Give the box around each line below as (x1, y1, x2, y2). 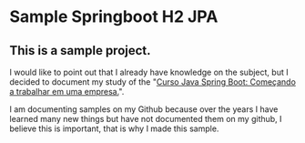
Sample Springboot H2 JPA (9, 6, 219, 27)
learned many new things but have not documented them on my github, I (9, 114, 282, 124)
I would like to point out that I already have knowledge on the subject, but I (9, 66, 289, 77)
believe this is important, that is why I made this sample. (9, 123, 219, 134)
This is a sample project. (9, 43, 152, 58)
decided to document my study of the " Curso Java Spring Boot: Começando (9, 77, 296, 87)
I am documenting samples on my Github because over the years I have (9, 104, 279, 115)
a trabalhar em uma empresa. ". (9, 87, 125, 97)
